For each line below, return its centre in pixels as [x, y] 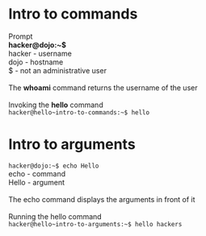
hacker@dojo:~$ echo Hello [54, 166]
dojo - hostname [36, 62]
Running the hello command [55, 216]
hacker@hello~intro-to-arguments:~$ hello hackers [95, 224]
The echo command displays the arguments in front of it [102, 199]
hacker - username [40, 53]
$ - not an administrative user [58, 70]
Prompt [21, 36]
